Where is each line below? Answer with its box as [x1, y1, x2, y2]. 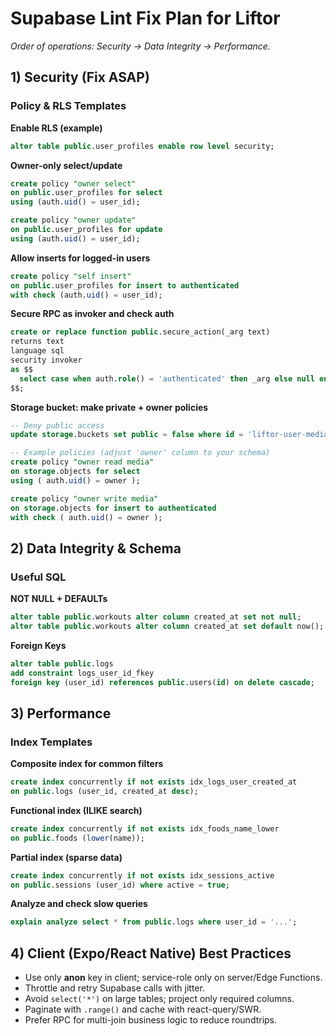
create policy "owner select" [10, 178, 137, 189]
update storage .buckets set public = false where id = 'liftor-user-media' [10, 430, 333, 440]
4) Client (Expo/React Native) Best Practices [10, 945, 292, 962]
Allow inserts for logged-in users [10, 252, 151, 264]
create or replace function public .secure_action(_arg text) [10, 327, 271, 337]
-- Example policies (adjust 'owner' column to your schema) [10, 448, 271, 458]
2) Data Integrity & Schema [10, 540, 182, 557]
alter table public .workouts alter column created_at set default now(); [10, 621, 325, 631]
